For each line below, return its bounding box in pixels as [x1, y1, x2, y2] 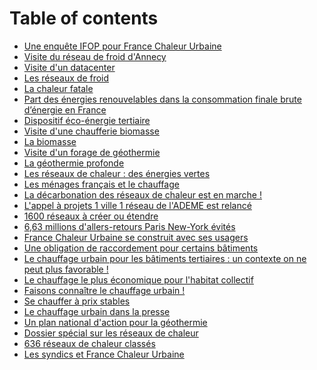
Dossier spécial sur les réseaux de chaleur [23, 327, 199, 339]
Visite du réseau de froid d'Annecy [23, 50, 167, 62]
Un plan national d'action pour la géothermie [23, 316, 208, 328]
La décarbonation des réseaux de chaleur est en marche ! [23, 188, 262, 201]
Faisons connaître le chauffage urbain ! [23, 284, 186, 296]
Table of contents [9, 7, 159, 30]
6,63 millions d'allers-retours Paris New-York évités [23, 220, 236, 232]
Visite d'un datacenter [23, 61, 116, 73]
